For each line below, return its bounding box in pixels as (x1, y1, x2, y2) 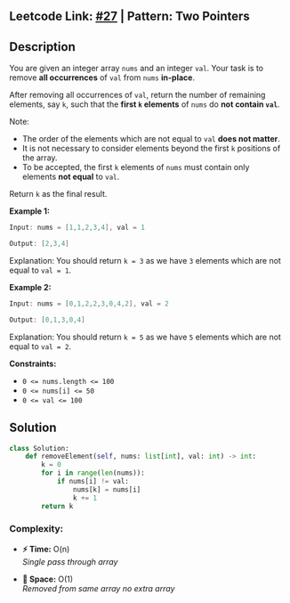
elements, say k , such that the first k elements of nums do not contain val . (9, 99, 280, 110)
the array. (21, 152, 58, 163)
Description (9, 39, 76, 54)
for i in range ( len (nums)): (41, 469, 145, 477)
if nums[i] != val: (56, 477, 129, 486)
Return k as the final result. (9, 189, 108, 200)
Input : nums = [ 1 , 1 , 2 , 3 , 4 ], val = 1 (9, 224, 145, 232)
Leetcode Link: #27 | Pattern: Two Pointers (9, 9, 251, 24)
